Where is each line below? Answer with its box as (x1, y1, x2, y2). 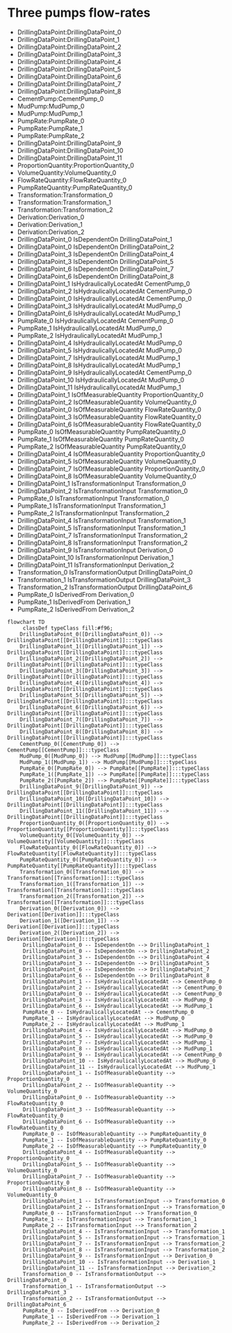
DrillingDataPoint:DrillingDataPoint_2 (17, 42, 122, 51)
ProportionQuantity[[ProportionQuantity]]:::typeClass (7, 825, 169, 833)
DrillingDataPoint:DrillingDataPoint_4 (17, 57, 122, 65)
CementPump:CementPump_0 (17, 94, 104, 102)
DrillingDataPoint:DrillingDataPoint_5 (17, 65, 122, 73)
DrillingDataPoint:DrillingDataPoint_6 (17, 72, 122, 81)
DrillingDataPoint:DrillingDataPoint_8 (17, 87, 122, 95)
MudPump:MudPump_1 (17, 109, 83, 118)
